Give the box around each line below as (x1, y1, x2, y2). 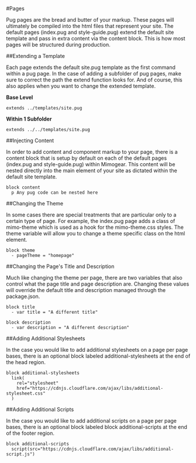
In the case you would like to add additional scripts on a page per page (6, 417, 177, 424)
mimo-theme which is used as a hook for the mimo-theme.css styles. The (6, 224, 184, 231)
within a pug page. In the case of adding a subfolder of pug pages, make (6, 70, 181, 77)
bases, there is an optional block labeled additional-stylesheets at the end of (6, 352, 191, 359)
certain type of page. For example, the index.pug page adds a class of (6, 218, 176, 224)
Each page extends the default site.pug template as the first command (6, 64, 176, 71)
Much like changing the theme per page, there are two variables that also (6, 275, 183, 281)
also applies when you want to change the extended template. (6, 83, 156, 90)
